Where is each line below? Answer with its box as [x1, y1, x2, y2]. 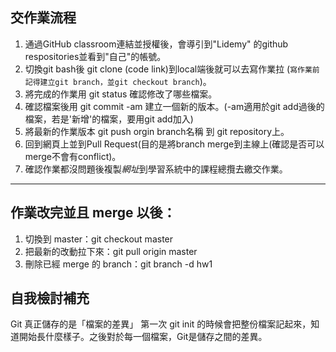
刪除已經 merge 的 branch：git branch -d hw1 [24, 258, 213, 270]
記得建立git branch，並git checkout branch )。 [24, 75, 212, 87]
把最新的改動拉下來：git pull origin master [24, 245, 198, 257]
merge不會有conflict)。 [24, 150, 122, 162]
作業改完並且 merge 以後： [10, 204, 177, 222]
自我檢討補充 [10, 290, 90, 307]
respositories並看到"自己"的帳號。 [24, 50, 167, 62]
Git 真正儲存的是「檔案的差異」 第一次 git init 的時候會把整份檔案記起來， [10, 318, 312, 330]
